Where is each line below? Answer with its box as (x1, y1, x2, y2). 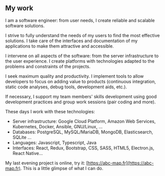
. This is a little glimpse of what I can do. (20, 165, 104, 171)
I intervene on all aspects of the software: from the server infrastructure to (5, 53, 159, 59)
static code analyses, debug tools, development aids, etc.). (5, 84, 127, 90)
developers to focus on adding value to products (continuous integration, (5, 78, 156, 84)
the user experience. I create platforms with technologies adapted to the (5, 58, 154, 64)
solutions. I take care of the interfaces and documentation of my (5, 38, 138, 44)
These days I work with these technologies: (5, 108, 95, 114)
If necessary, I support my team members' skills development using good (5, 93, 157, 99)
